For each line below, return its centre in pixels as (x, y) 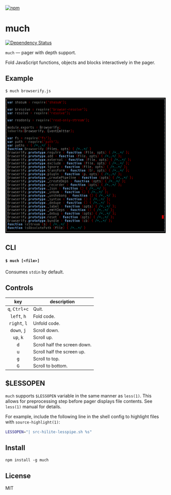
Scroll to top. (46, 359)
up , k (18, 338)
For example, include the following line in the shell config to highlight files (82, 416)
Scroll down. (46, 331)
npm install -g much (27, 460)
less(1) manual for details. (33, 407)
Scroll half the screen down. (62, 344)
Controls (19, 288)
